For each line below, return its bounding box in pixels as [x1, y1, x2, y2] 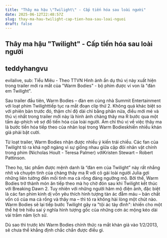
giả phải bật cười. [5, 129, 41, 135]
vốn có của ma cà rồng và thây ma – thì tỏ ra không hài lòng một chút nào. [5, 196, 158, 202]
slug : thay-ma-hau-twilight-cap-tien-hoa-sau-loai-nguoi [5, 16, 126, 21]
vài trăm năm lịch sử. [5, 212, 48, 218]
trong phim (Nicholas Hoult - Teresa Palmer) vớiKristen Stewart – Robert [5, 150, 153, 156]
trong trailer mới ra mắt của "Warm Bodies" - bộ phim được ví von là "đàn [5, 83, 156, 89]
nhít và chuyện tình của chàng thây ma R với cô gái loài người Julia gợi [5, 170, 150, 176]
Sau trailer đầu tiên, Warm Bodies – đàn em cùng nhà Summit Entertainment [5, 98, 161, 104]
